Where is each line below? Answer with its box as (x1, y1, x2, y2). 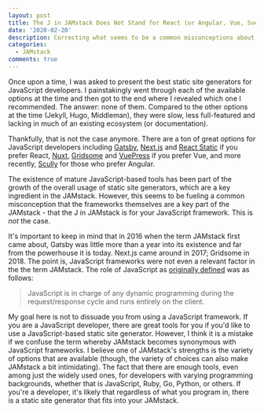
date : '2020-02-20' (8, 26, 72, 34)
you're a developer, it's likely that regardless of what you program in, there (8, 387, 249, 396)
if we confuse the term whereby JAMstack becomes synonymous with (8, 337, 237, 346)
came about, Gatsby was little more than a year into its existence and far (8, 239, 242, 249)
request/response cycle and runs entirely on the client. (27, 297, 205, 306)
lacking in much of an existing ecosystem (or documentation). (8, 119, 208, 128)
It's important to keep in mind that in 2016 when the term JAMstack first (8, 231, 240, 241)
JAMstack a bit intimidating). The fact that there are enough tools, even (8, 362, 239, 371)
